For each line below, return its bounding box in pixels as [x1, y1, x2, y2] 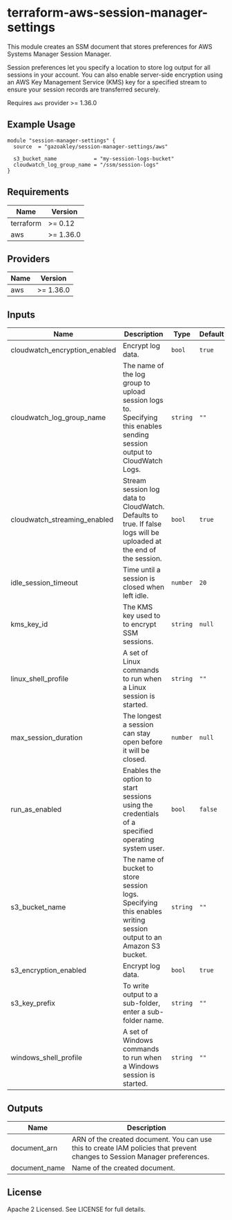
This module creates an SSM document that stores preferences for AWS [7, 42, 213, 51]
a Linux [122, 683, 146, 693]
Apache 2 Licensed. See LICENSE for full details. [7, 1205, 146, 1213]
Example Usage [7, 119, 76, 131]
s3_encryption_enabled [10, 965, 87, 975]
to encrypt [122, 619, 157, 629]
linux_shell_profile [10, 674, 69, 684]
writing [122, 916, 146, 925]
